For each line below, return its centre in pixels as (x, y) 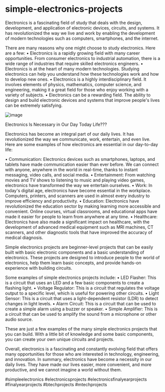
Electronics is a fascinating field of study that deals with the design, (74, 23)
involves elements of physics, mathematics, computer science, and (73, 84)
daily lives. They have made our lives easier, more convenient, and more (78, 364)
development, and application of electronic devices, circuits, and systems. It (82, 28)
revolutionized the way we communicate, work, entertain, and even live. (78, 139)
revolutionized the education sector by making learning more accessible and (83, 206)
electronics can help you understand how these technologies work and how (82, 74)
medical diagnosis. (24, 238)
